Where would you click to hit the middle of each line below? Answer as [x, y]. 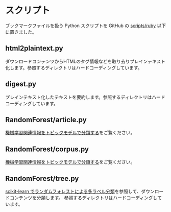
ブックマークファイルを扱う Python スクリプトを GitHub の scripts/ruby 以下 [86, 26]
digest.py [21, 84]
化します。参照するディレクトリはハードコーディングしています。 [74, 67]
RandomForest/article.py [46, 120]
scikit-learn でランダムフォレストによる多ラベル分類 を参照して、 [73, 191]
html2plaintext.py [34, 48]
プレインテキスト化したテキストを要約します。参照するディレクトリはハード [85, 97]
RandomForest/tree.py [42, 179]
